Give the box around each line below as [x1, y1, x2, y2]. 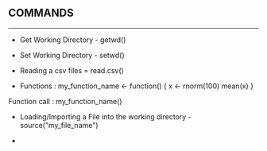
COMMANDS [8, 6, 74, 20]
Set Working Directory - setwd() [19, 50, 125, 60]
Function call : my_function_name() [8, 96, 122, 106]
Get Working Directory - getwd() [19, 35, 126, 45]
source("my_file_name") [19, 120, 99, 130]
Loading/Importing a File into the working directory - [19, 111, 192, 122]
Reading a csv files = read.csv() [19, 65, 125, 75]
